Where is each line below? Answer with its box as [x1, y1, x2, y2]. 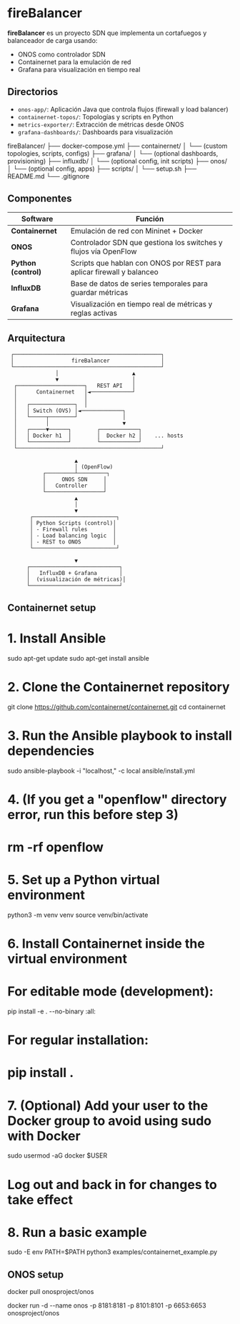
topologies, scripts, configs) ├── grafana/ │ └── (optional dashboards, [7, 149, 219, 158]
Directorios [7, 86, 59, 98]
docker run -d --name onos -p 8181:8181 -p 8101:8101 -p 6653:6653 [7, 1301, 206, 1310]
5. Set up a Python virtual [7, 872, 160, 888]
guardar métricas [70, 287, 129, 297]
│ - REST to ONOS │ [29, 538, 116, 546]
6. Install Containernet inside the [7, 936, 205, 952]
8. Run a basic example [7, 1224, 148, 1240]
